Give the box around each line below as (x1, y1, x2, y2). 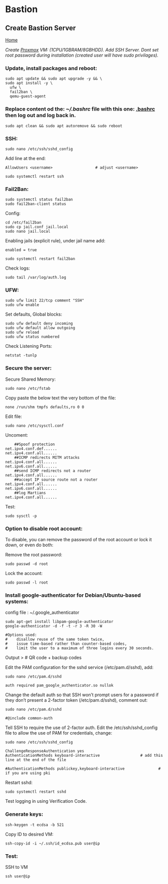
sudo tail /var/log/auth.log (5, 275, 66, 280)
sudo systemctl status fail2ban (5, 197, 73, 202)
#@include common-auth (5, 716, 53, 721)
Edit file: (5, 413, 23, 420)
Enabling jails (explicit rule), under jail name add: (5, 238, 106, 244)
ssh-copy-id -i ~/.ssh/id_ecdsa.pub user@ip (5, 841, 100, 846)
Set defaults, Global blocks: (5, 311, 62, 318)
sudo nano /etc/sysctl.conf (5, 423, 64, 428)
